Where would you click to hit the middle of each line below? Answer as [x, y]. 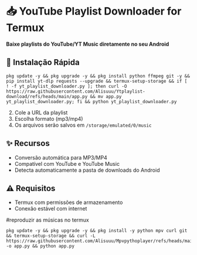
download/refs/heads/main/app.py [47, 96]
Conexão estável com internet [51, 209]
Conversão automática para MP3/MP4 [61, 157]
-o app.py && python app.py [40, 246]
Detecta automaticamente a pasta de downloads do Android [87, 170]
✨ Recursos [28, 143]
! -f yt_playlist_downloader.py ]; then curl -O [67, 86]
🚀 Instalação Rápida [43, 62]
